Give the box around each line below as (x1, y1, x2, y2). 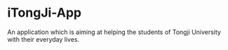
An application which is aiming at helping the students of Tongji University (7, 28, 221, 36)
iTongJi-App (7, 5, 82, 21)
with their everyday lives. (7, 35, 79, 43)
